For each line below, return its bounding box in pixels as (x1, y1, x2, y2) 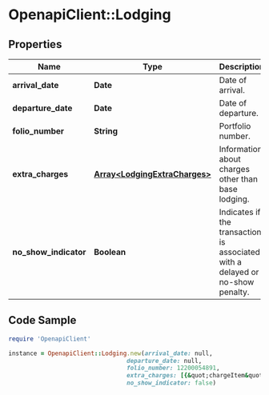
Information (219, 144, 263, 154)
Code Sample (8, 313, 77, 327)
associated (219, 246, 260, 257)
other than (219, 174, 259, 185)
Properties (8, 38, 62, 51)
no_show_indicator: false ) (126, 379, 217, 387)
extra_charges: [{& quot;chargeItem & (126, 372, 249, 380)
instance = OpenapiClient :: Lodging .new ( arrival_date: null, (8, 349, 214, 357)
